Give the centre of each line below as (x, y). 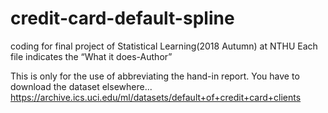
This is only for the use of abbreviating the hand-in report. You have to (155, 76)
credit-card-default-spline (122, 18)
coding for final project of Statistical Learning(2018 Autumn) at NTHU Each (164, 46)
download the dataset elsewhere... (81, 86)
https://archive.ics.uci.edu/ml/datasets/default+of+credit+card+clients (156, 97)
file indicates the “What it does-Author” (91, 56)
